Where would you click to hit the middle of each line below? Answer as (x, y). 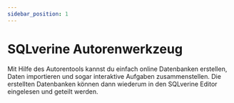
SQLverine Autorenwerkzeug (95, 49)
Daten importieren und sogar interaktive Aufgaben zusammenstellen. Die (114, 76)
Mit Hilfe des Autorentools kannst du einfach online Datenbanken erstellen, (117, 69)
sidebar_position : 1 (38, 14)
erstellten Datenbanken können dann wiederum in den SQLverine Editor (112, 84)
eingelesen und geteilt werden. (53, 91)
